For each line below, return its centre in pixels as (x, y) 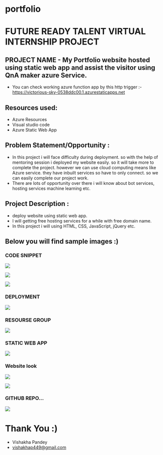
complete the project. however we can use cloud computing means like (84, 167)
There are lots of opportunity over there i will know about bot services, (83, 183)
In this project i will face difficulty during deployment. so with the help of (85, 157)
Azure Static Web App (35, 130)
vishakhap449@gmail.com (39, 447)
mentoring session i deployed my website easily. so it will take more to (83, 162)
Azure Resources (30, 119)
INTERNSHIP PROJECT (52, 42)
